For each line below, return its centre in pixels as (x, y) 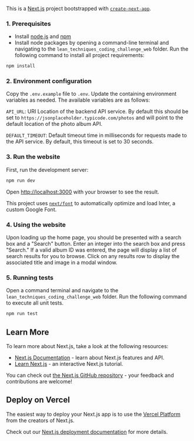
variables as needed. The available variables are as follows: (78, 100)
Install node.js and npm (43, 36)
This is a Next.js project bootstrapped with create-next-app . (79, 9)
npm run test (22, 314)
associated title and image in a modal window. (62, 262)
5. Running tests (30, 278)
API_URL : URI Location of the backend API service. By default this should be (97, 112)
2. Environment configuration (49, 81)
